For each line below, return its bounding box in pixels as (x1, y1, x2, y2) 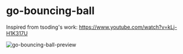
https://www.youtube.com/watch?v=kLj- (79, 23, 177, 31)
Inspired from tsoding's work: (6, 23, 78, 31)
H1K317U (6, 29, 28, 36)
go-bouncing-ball (6, 4, 95, 18)
